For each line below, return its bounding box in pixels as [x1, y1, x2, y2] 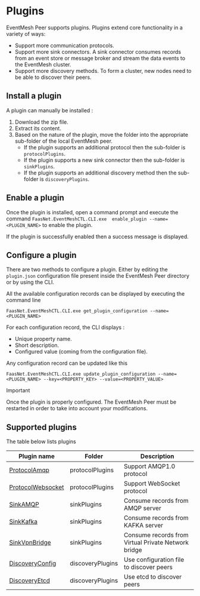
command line [6, 297, 41, 304]
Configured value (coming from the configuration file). [14, 348, 148, 355]
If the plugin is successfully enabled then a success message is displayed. [6, 233, 189, 240]
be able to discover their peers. [14, 73, 92, 81]
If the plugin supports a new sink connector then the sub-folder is [23, 156, 185, 164]
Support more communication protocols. [14, 42, 114, 49]
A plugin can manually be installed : [6, 106, 93, 114]
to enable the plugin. [42, 221, 93, 228]
